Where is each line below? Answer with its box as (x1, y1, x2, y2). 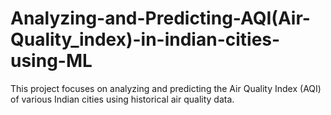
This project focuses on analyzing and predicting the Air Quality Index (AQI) (10, 82, 322, 94)
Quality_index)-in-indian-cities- (10, 28, 281, 51)
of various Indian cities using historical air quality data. (10, 93, 235, 105)
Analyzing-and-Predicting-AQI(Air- (10, 7, 311, 30)
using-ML (10, 50, 93, 72)
